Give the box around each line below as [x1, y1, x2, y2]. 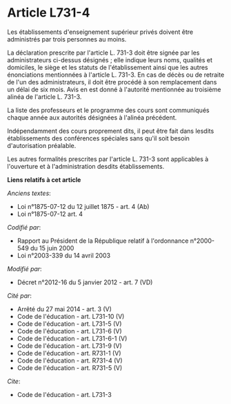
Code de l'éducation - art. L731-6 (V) [17, 327, 122, 335]
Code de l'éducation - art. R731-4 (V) [17, 356, 123, 365]
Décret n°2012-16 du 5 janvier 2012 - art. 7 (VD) [17, 278, 153, 286]
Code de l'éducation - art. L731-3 [17, 390, 112, 398]
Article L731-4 [7, 5, 90, 21]
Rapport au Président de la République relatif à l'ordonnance [17, 237, 189, 245]
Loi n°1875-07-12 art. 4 [17, 210, 83, 218]
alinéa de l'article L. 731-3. [7, 92, 82, 101]
